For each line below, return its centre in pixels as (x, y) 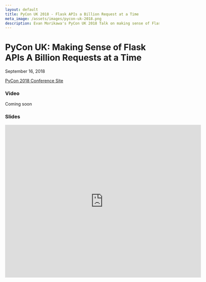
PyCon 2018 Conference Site (34, 81)
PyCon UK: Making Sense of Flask (76, 47)
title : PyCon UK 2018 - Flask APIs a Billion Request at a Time (72, 14)
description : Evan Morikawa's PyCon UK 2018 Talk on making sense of (78, 23)
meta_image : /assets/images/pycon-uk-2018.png (53, 19)
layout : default (22, 10)
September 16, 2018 (25, 71)
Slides (13, 117)
